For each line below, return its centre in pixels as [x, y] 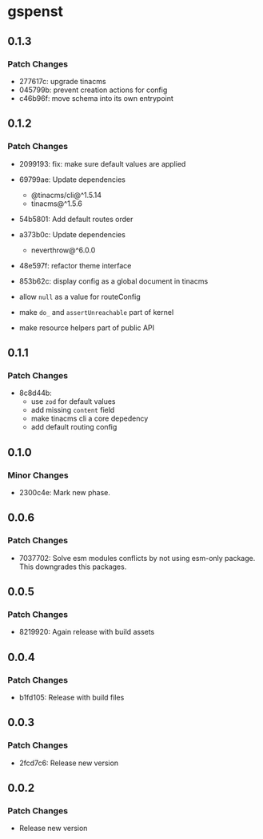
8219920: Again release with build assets [87, 632]
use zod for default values [74, 401]
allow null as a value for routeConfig [80, 296]
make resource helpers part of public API [87, 328]
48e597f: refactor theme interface [75, 265]
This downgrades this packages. [73, 567]
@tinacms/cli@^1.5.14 [66, 195]
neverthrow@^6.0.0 [63, 250]
